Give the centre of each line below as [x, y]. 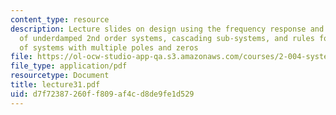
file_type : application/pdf [69, 66]
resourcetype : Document [60, 76]
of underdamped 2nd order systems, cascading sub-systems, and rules [167, 38]
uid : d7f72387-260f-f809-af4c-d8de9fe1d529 [102, 94]
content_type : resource [60, 19]
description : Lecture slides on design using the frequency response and [167, 29]
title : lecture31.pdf [55, 85]
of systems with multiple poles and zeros [109, 47]
